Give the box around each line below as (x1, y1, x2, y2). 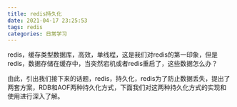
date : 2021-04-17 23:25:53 (7, 17, 88, 24)
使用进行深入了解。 (7, 92, 64, 101)
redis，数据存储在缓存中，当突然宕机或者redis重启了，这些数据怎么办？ (7, 60, 218, 68)
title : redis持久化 (7, 10, 62, 18)
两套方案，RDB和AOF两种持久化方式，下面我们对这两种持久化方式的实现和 (7, 83, 227, 92)
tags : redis (7, 23, 43, 30)
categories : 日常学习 (7, 30, 68, 38)
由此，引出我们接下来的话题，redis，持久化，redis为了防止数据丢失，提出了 (7, 74, 231, 83)
